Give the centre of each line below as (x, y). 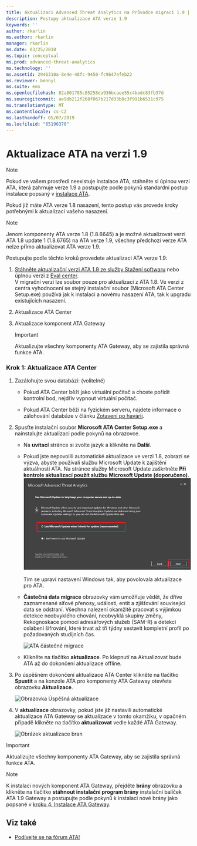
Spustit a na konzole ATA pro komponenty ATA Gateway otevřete (93, 681)
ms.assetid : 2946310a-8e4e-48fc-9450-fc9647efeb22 (69, 74)
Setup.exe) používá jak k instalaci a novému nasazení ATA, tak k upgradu (103, 294)
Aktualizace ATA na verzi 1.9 (77, 154)
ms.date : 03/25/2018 (31, 50)
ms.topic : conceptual (33, 56)
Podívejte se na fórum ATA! (47, 837)
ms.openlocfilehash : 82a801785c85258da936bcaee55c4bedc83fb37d (85, 93)
